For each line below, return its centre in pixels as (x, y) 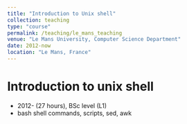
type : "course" (29, 26)
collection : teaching (38, 20)
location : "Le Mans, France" (49, 53)
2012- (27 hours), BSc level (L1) (62, 105)
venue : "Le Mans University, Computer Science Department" (94, 39)
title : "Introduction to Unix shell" (62, 14)
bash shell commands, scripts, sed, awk (74, 113)
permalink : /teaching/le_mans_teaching (65, 33)
